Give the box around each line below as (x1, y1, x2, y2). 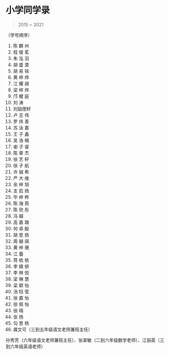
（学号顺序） (6, 32, 32, 38)
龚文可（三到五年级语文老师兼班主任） (13, 326, 93, 332)
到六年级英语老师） (6, 343, 46, 349)
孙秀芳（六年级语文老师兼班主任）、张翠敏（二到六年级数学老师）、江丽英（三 (6, 337, 164, 343)
